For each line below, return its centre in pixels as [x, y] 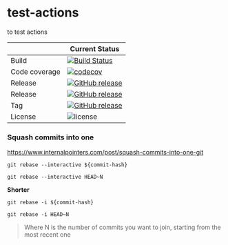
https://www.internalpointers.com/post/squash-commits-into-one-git [105, 153]
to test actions [28, 32]
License [23, 117]
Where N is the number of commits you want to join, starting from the [123, 227]
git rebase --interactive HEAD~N [55, 177]
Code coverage [35, 72]
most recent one [47, 235]
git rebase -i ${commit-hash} [51, 203]
